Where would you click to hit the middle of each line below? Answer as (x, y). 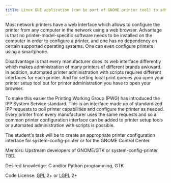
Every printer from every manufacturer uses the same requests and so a (81, 114)
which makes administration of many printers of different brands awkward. (83, 67)
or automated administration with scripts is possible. (60, 125)
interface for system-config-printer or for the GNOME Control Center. (78, 140)
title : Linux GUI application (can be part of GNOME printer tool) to (82, 10)
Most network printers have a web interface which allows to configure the (83, 24)
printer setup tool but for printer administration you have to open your (78, 83)
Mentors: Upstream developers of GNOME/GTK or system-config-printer (82, 150)
